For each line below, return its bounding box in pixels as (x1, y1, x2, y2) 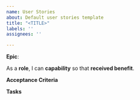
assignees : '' (6, 31, 42, 37)
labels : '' (6, 25, 34, 32)
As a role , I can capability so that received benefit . (6, 64, 135, 72)
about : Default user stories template (6, 14, 104, 20)
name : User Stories (6, 8, 56, 15)
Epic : (6, 53, 19, 60)
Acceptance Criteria (6, 77, 59, 84)
